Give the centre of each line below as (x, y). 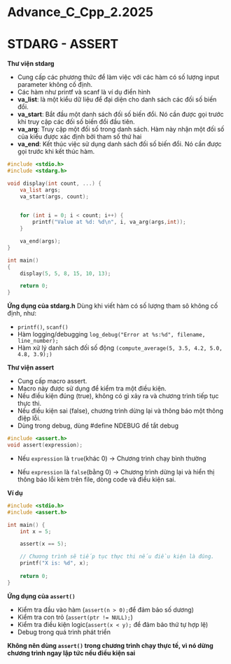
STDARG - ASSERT (63, 44)
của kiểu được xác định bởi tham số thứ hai (79, 136)
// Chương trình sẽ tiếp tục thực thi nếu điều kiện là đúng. (117, 557)
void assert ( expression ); (45, 445)
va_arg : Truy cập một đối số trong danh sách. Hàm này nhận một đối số (121, 129)
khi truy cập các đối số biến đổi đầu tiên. (76, 122)
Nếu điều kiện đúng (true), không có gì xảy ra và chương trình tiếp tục (118, 396)
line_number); (38, 341)
